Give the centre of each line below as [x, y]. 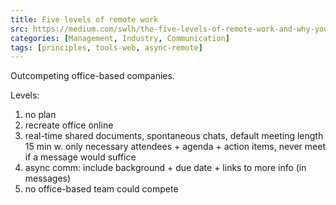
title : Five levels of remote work [84, 19]
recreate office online [69, 125]
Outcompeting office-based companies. [92, 76]
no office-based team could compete [101, 189]
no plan [40, 115]
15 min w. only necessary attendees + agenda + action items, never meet [175, 147]
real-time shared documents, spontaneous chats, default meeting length [174, 136]
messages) [48, 178]
